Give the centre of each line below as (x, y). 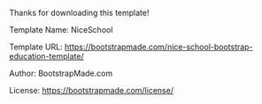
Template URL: (36, 47)
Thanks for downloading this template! (79, 13)
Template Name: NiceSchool (61, 30)
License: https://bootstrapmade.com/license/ (92, 90)
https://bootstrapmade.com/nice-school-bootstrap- (159, 47)
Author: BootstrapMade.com (61, 73)
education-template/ (46, 56)
